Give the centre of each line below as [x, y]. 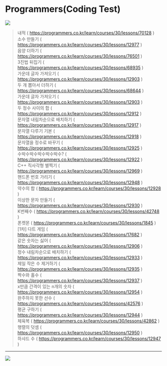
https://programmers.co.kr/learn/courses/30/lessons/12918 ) [79, 136]
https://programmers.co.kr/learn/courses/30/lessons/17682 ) [80, 234]
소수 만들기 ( [30, 39]
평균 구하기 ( [30, 309]
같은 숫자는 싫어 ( [34, 240]
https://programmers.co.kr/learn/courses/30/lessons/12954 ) [80, 292]
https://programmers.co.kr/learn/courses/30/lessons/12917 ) [79, 125]
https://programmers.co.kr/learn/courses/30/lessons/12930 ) [80, 205]
